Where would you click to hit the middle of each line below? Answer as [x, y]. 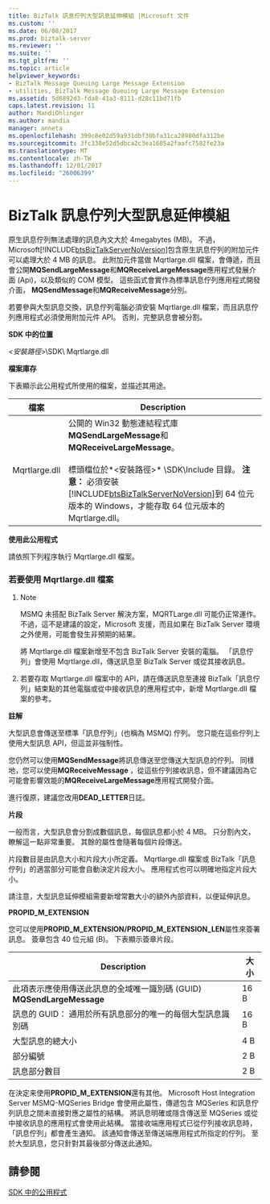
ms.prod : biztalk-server [50, 38]
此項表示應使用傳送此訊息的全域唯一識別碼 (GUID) [107, 989]
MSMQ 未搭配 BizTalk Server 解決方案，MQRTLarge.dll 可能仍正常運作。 [140, 614]
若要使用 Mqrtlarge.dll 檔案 [61, 579]
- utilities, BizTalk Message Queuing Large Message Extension [117, 91]
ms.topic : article [39, 69]
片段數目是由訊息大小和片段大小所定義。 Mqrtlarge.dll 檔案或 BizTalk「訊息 [132, 859]
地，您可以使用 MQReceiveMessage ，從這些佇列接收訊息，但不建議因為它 [133, 770]
